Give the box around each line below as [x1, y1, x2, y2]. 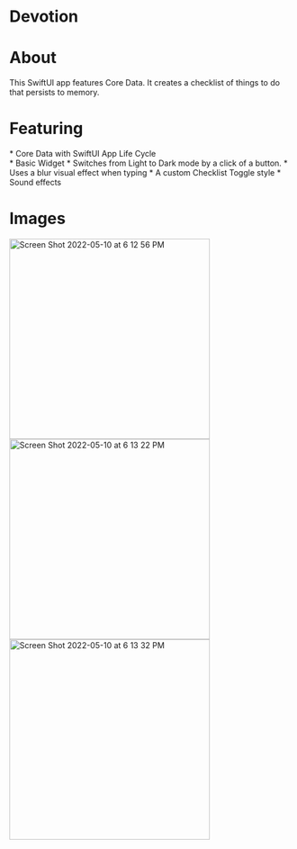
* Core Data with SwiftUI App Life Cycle [9, 149, 157, 159]
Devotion [9, 6, 79, 27]
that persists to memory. [9, 87, 100, 98]
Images [9, 209, 66, 229]
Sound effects [9, 177, 61, 188]
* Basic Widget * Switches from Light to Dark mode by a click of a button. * [9, 158, 288, 168]
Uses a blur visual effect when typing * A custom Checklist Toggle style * [9, 167, 282, 178]
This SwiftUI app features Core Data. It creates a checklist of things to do [9, 77, 281, 88]
